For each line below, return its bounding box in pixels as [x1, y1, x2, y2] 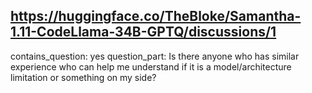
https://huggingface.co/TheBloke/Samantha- [10, 8, 302, 25]
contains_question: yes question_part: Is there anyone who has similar [10, 50, 300, 62]
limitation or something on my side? [10, 71, 157, 83]
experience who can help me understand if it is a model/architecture [10, 60, 292, 73]
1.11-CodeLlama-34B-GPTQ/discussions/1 [10, 24, 277, 41]
